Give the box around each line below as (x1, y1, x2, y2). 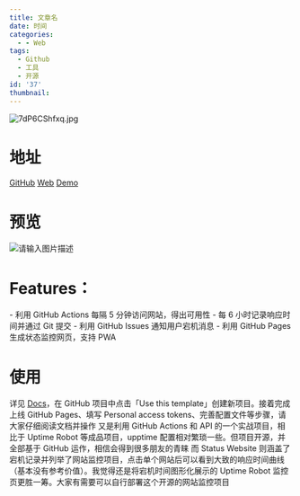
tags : (9, 47, 30, 56)
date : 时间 (9, 22, 48, 31)
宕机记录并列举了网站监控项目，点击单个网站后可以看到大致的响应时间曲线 (9, 455, 285, 465)
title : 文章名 (9, 13, 58, 22)
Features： (9, 278, 93, 298)
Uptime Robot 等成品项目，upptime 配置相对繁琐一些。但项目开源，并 (26, 432, 286, 443)
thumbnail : (9, 88, 50, 97)
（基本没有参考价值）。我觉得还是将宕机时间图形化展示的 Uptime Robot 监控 (9, 465, 289, 476)
